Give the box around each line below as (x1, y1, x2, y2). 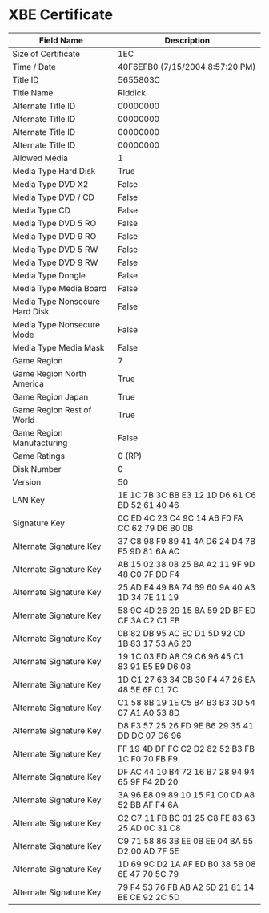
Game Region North (12, 367, 86, 379)
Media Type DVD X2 (12, 178, 89, 189)
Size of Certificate (12, 48, 81, 59)
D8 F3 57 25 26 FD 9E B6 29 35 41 (117, 720, 254, 731)
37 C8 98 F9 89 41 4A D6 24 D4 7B (117, 535, 256, 546)
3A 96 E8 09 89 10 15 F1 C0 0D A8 (117, 789, 255, 800)
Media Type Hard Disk (12, 165, 96, 177)
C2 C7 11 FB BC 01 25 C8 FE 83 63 (117, 812, 255, 823)
